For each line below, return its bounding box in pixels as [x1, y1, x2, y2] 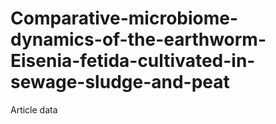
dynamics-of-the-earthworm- [10, 28, 267, 51]
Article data [10, 103, 58, 116]
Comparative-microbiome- [10, 7, 239, 30]
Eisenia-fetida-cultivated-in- [10, 50, 256, 72]
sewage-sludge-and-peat [10, 71, 230, 94]
